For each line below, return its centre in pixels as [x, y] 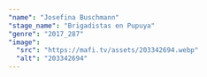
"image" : [24, 42]
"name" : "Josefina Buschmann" [64, 17]
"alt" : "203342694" [52, 58]
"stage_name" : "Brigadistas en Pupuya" [82, 26]
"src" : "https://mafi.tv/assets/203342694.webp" [107, 50]
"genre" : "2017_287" [46, 34]
